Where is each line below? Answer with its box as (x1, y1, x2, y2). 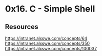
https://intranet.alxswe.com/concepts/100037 (5, 46, 97, 51)
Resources (5, 23, 39, 31)
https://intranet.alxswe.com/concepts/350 (5, 41, 90, 46)
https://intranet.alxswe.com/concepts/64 (5, 35, 88, 41)
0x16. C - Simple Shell (5, 3, 95, 14)
